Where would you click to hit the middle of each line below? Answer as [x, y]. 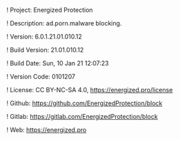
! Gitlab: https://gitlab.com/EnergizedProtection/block [82, 117]
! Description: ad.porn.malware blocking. [64, 23]
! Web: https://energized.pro [47, 130]
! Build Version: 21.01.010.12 [45, 50]
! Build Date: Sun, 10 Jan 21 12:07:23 [58, 63]
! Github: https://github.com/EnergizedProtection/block [84, 103]
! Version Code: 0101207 [41, 76]
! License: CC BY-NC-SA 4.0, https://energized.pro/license [90, 90]
